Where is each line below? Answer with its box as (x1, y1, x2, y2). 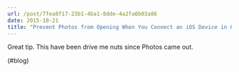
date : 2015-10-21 (7, 17, 59, 24)
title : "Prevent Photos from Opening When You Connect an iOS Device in (7, 23, 228, 30)
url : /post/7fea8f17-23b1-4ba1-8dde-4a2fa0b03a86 (7, 10, 158, 18)
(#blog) (7, 56, 30, 65)
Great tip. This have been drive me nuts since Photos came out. (7, 43, 193, 52)
